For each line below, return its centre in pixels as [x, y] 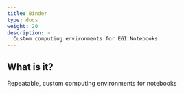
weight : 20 [23, 26]
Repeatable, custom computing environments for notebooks [92, 83]
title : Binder [27, 13]
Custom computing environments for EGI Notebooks [85, 39]
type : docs [23, 20]
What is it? [30, 67]
